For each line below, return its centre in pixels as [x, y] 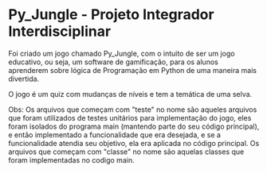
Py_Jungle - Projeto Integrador [111, 15]
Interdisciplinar [60, 31]
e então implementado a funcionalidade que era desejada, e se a [115, 135]
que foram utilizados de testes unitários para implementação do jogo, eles [130, 117]
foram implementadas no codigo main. [71, 160]
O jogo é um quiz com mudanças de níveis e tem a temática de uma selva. [130, 94]
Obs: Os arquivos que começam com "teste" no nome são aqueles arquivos [133, 110]
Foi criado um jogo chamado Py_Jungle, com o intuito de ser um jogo [122, 53]
